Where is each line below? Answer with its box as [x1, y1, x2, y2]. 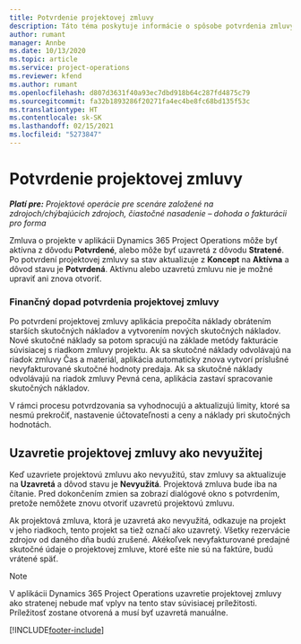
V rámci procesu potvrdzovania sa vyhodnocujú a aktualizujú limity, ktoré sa [9, 401, 290, 411]
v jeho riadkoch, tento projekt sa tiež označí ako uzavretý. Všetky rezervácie [9, 525, 291, 535]
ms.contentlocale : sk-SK [9, 113, 102, 122]
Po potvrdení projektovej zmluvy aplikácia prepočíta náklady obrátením [9, 316, 271, 327]
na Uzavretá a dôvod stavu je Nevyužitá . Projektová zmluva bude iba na [9, 478, 278, 490]
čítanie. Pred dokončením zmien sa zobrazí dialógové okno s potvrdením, [9, 488, 280, 498]
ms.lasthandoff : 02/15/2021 [9, 122, 115, 131]
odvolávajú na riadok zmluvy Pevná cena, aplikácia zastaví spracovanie [9, 374, 273, 384]
